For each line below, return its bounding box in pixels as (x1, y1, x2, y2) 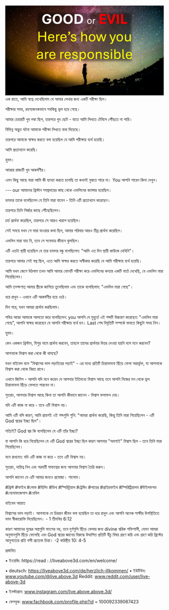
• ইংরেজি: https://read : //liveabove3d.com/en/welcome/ (5, 557, 117, 563)
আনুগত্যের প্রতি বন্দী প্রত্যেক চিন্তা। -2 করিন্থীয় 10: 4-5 (5, 537, 87, 543)
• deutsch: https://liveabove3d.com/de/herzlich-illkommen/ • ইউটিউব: (5, 568, 146, 574)
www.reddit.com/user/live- (95, 573, 150, 579)
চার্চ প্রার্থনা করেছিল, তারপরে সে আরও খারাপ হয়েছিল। (5, 217, 81, 223)
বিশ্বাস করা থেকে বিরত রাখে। (5, 366, 46, 372)
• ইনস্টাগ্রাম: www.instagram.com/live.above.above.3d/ (5, 588, 112, 594)
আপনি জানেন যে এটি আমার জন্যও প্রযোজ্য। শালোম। (5, 474, 81, 480)
